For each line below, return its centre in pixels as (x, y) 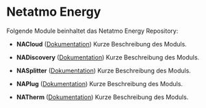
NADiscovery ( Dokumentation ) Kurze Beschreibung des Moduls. (108, 57)
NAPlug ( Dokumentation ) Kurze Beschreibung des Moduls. (99, 83)
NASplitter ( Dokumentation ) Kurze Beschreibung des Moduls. (103, 70)
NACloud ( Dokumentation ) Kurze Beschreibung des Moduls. (102, 44)
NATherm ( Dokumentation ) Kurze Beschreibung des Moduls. (102, 97)
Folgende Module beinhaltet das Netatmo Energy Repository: (92, 31)
